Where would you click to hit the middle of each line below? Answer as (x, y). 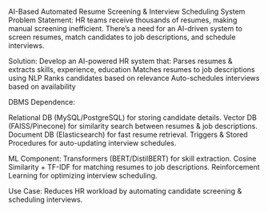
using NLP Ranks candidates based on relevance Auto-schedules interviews (134, 78)
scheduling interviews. (46, 200)
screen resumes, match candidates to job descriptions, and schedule (122, 37)
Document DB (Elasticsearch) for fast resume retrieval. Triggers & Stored (128, 134)
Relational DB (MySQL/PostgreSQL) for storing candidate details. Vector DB (133, 118)
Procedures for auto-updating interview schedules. (92, 143)
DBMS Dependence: (42, 102)
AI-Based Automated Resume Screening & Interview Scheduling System (127, 12)
